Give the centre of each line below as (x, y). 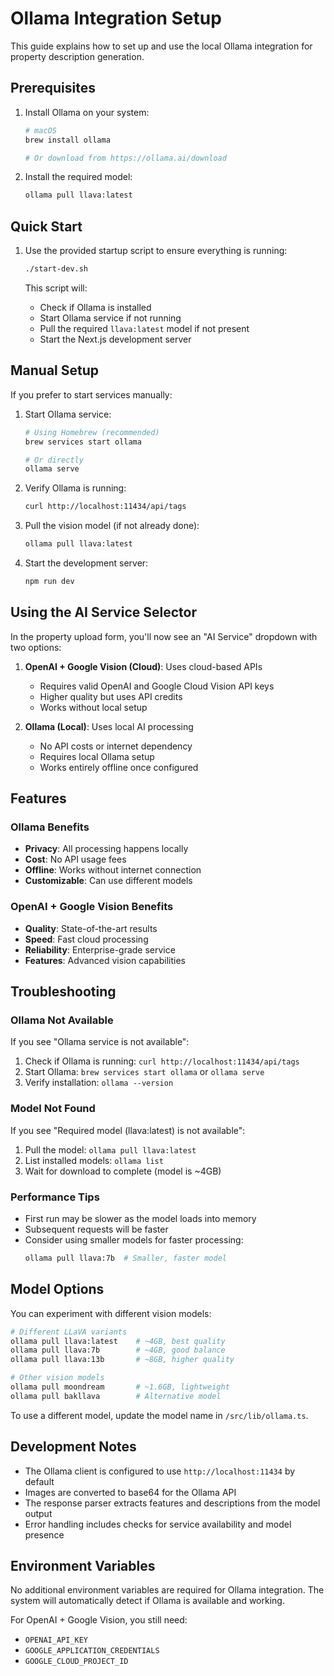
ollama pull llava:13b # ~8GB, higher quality (122, 1360)
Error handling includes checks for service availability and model (158, 1524)
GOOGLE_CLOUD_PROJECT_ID (76, 1662)
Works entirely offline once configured (119, 767)
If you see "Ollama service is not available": (100, 1042)
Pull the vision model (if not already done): (112, 526)
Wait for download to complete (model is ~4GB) (123, 1171)
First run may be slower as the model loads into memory (140, 1218)
